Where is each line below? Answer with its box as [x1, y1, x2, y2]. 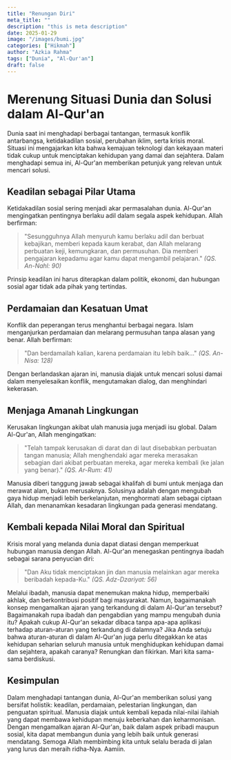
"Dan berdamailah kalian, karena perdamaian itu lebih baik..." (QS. [23, 349, 212, 357]
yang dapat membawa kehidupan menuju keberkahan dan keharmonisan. [7, 715, 216, 723]
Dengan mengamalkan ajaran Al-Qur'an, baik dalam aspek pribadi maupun [7, 723, 219, 731]
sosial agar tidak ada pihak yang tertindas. [7, 282, 128, 291]
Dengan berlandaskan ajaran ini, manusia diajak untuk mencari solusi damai [7, 370, 223, 378]
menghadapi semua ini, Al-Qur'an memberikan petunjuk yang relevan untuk [7, 159, 222, 167]
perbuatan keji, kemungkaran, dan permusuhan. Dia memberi [23, 247, 199, 255]
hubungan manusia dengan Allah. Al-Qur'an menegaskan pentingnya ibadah [7, 547, 224, 555]
